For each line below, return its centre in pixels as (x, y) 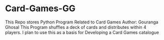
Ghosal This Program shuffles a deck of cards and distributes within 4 (76, 27)
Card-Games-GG (40, 9)
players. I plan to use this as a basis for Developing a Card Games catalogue (82, 32)
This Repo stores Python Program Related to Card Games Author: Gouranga (82, 22)
